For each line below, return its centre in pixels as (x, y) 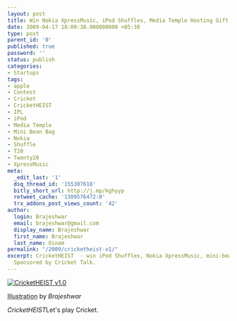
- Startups (23, 73)
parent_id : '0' (30, 40)
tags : (15, 79)
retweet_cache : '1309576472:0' (60, 197)
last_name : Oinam (39, 243)
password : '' (26, 53)
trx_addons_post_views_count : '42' (66, 204)
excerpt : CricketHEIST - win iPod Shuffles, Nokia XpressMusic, (105, 256)
